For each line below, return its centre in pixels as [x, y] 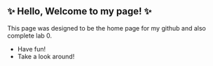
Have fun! [32, 49]
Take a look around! [46, 56]
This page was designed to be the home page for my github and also [107, 28]
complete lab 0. [30, 35]
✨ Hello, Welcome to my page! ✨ [80, 11]
